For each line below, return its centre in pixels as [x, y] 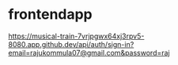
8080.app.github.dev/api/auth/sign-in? [71, 44]
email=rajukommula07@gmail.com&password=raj [89, 52]
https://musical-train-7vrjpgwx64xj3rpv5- [76, 36]
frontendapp [50, 14]
